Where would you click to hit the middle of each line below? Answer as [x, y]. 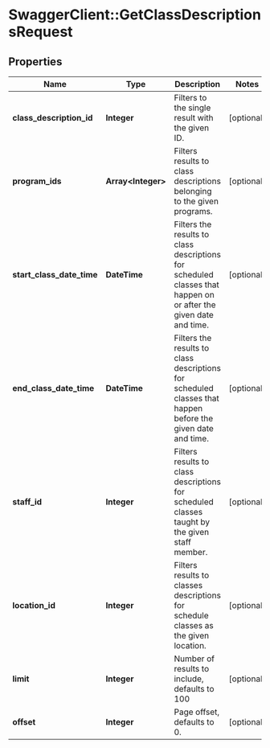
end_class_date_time [53, 388]
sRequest [41, 32]
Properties [35, 62]
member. [191, 552]
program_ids [37, 181]
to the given [196, 201]
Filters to [190, 98]
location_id [34, 605]
